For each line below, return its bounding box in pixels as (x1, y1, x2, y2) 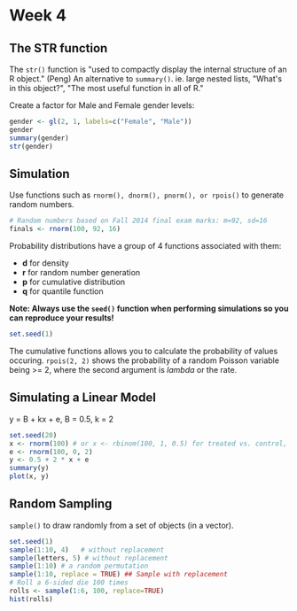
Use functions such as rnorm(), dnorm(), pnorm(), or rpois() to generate (9, 189, 285, 200)
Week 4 (9, 5, 66, 26)
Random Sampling (9, 497, 113, 512)
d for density (21, 258, 69, 268)
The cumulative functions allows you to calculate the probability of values (9, 345, 278, 356)
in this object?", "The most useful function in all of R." (9, 83, 204, 93)
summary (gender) (9, 134, 69, 143)
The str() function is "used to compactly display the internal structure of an (9, 64, 287, 74)
